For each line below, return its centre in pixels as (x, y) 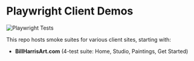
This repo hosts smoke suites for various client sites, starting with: (89, 39)
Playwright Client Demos (70, 11)
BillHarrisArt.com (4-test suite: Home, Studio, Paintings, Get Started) (102, 51)
